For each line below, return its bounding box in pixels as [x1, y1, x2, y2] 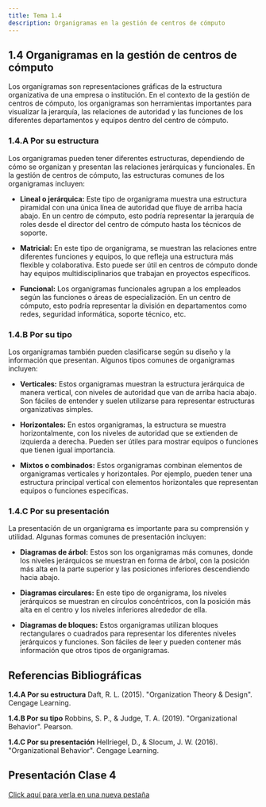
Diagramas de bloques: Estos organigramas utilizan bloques [19, 621, 218, 630]
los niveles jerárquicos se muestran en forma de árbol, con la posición [19, 556, 250, 566]
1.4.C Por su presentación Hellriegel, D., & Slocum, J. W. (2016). [8, 737, 218, 747]
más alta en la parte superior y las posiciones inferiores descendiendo [19, 564, 250, 574]
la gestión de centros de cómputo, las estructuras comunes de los [8, 170, 225, 179]
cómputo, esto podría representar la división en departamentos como [19, 301, 248, 310]
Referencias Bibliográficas [8, 668, 142, 682]
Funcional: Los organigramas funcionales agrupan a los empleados [19, 283, 241, 294]
